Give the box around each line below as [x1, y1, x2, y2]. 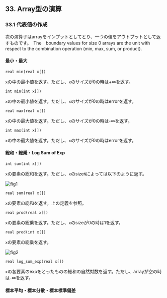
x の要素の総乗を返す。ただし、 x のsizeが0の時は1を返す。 [5, 220, 123, 226]
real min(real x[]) [5, 69, 46, 74]
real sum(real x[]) [5, 191, 46, 196]
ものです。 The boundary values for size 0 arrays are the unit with [9, 40, 150, 46]
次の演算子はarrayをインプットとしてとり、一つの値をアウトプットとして [5, 33, 157, 39]
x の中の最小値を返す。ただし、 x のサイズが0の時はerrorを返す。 [5, 98, 137, 104]
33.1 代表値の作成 [5, 21, 48, 28]
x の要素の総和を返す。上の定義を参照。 [5, 200, 87, 206]
